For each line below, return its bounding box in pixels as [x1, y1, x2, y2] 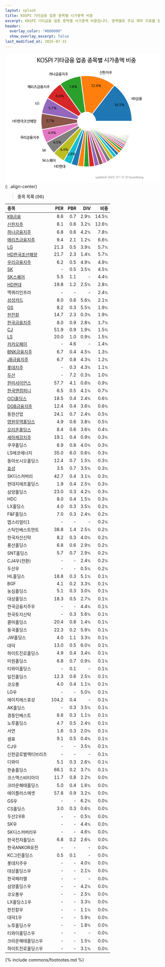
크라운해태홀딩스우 [7, 938, 43, 944]
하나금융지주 [7, 229, 31, 235]
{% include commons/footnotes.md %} [5, 957, 84, 963]
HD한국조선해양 [7, 251, 38, 257]
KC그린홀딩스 [7, 852, 33, 858]
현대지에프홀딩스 [7, 481, 39, 487]
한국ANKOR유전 [7, 845, 38, 851]
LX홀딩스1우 [7, 899, 32, 905]
